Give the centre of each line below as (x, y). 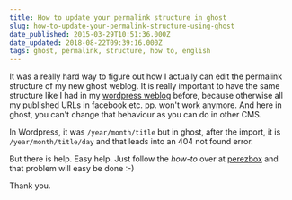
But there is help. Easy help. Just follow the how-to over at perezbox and (144, 159)
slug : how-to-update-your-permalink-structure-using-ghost (122, 26)
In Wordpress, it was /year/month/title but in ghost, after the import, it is (145, 132)
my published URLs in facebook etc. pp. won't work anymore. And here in (146, 105)
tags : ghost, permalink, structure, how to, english (110, 51)
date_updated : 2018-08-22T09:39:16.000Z (86, 43)
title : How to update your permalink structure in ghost (118, 17)
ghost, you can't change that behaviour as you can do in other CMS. (136, 115)
